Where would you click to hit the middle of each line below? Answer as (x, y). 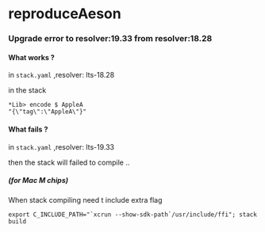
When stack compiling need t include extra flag (85, 200)
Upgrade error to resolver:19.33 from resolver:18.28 (110, 39)
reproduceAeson (65, 14)
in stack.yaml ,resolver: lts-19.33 (61, 146)
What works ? (32, 57)
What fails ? (28, 129)
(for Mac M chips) (38, 181)
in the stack (27, 90)
